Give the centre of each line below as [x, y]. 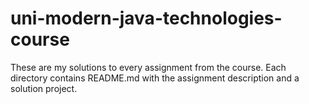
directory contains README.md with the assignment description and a [155, 78]
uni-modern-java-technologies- [146, 18]
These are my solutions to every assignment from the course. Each [148, 67]
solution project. [44, 88]
